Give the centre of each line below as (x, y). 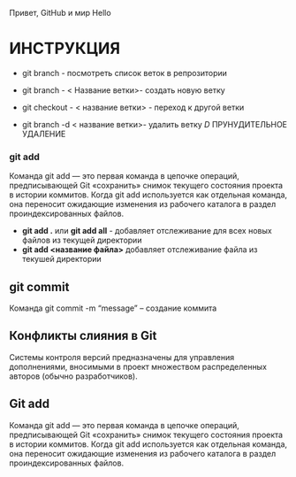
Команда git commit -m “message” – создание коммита (113, 308)
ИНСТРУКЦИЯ (65, 49)
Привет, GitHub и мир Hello (61, 13)
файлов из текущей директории (82, 240)
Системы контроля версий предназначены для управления (122, 357)
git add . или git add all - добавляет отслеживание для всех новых (147, 231)
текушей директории (61, 259)
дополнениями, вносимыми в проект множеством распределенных (138, 366)
